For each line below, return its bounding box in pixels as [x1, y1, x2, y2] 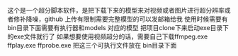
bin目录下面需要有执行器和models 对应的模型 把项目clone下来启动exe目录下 [7, 24, 229, 31]
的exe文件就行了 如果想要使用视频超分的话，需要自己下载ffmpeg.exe [7, 32, 208, 41]
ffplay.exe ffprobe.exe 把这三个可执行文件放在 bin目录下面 [7, 41, 177, 49]
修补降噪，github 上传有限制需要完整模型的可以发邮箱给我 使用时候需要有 [13, 15, 228, 23]
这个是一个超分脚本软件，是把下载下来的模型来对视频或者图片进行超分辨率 [7, 6, 225, 14]
